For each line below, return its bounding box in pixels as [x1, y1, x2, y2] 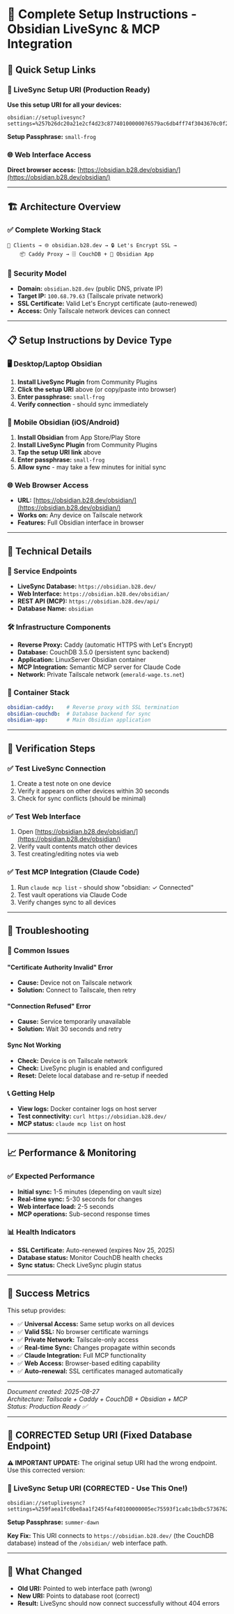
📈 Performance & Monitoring [7, 1147, 137, 1159]
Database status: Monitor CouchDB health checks [17, 1253, 163, 1261]
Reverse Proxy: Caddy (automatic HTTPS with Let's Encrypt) [17, 640, 194, 649]
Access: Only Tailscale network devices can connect [17, 307, 171, 315]
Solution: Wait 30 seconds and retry [17, 1025, 123, 1033]
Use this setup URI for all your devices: [7, 101, 122, 109]
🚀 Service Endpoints [7, 566, 77, 575]
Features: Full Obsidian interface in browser [17, 518, 144, 527]
